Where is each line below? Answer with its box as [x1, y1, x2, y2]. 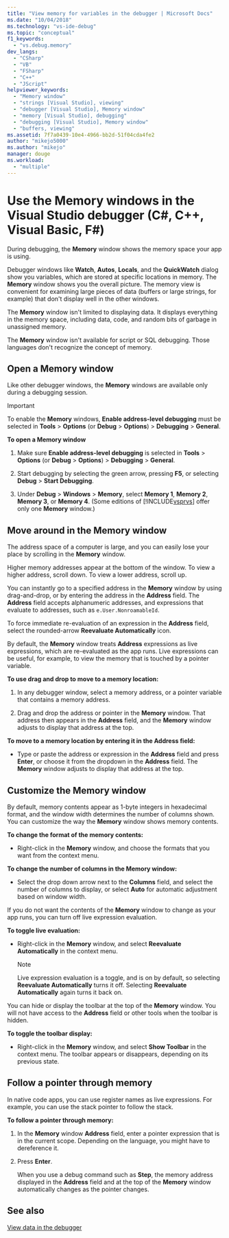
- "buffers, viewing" [13, 125, 75, 132]
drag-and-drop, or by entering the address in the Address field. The [7, 591, 200, 599]
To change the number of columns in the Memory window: [7, 864, 177, 873]
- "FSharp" [13, 67, 45, 74]
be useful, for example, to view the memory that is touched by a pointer [7, 654, 209, 663]
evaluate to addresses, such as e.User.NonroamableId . [7, 606, 160, 615]
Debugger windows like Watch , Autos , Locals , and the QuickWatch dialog [7, 265, 219, 273]
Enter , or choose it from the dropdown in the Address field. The [16, 757, 198, 766]
